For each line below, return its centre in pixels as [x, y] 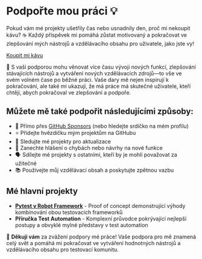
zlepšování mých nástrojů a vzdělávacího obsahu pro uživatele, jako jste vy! [100, 43]
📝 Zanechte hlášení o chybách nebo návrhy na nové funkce [89, 148]
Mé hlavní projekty [42, 191]
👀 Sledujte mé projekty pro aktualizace [63, 141]
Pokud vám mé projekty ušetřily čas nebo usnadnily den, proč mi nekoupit [98, 28]
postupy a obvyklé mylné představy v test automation [82, 225]
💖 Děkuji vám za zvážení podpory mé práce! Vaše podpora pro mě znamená [101, 237]
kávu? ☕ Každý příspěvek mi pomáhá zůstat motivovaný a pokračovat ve [97, 35]
